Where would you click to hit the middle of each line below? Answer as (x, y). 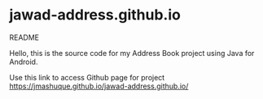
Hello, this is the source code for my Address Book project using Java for (132, 53)
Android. (24, 62)
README (24, 37)
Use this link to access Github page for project (87, 77)
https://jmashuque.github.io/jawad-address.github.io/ (99, 86)
